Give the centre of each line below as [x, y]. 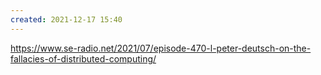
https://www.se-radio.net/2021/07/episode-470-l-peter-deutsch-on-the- [161, 48]
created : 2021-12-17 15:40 [66, 19]
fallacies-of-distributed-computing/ [83, 58]
